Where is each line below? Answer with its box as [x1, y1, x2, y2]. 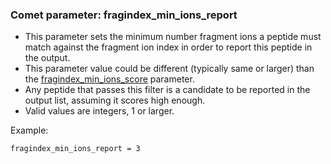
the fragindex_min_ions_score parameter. [24, 73, 195, 85]
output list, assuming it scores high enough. [24, 94, 206, 107]
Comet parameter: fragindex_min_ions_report [10, 8, 238, 22]
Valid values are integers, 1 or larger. [24, 105, 175, 117]
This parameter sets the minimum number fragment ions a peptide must [24, 31, 322, 43]
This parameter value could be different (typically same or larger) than [24, 63, 315, 75]
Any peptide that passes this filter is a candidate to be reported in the [24, 84, 311, 96]
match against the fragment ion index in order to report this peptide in [24, 41, 313, 53]
